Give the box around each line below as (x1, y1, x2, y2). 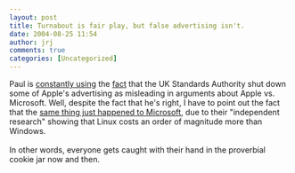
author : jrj (9, 37, 53, 47)
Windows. (9, 126, 46, 136)
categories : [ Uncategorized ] (9, 54, 118, 63)
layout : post (9, 12, 58, 22)
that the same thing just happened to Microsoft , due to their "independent (9, 107, 280, 117)
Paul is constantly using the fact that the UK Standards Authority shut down (9, 79, 287, 89)
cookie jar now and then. (9, 154, 101, 164)
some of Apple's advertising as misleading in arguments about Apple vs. (9, 88, 275, 98)
